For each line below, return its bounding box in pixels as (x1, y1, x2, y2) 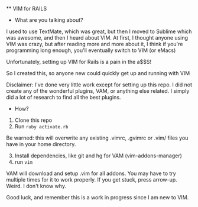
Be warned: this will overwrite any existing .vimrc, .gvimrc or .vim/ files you (6, 134, 189, 141)
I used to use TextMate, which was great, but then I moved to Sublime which (6, 28, 192, 35)
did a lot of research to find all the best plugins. (6, 94, 121, 101)
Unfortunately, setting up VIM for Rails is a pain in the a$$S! (6, 59, 152, 65)
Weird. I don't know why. (6, 183, 67, 189)
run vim (14, 159, 33, 165)
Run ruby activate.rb (14, 123, 69, 130)
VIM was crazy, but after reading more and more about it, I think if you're (6, 41, 183, 47)
